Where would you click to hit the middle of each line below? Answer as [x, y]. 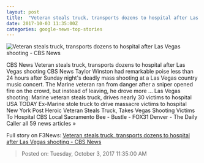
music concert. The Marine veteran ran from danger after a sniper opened [100, 85]
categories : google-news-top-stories [55, 29]
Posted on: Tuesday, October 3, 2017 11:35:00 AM [84, 154]
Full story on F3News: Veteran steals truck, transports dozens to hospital [98, 135]
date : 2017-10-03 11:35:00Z [42, 23]
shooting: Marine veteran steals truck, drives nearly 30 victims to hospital [99, 97]
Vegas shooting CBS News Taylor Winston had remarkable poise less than [100, 72]
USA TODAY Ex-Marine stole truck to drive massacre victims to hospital [96, 104]
